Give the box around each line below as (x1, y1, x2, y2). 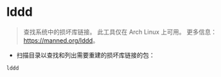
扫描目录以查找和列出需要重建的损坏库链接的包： (16, 51, 155, 59)
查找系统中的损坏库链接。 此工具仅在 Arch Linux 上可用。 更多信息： (23, 27, 217, 36)
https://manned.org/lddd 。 (23, 36, 99, 45)
